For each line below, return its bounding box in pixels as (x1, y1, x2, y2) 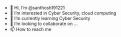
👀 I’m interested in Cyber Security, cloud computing (9, 10, 116, 16)
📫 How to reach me (9, 26, 51, 32)
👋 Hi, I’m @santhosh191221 (9, 5, 65, 10)
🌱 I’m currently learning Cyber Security (9, 15, 90, 21)
